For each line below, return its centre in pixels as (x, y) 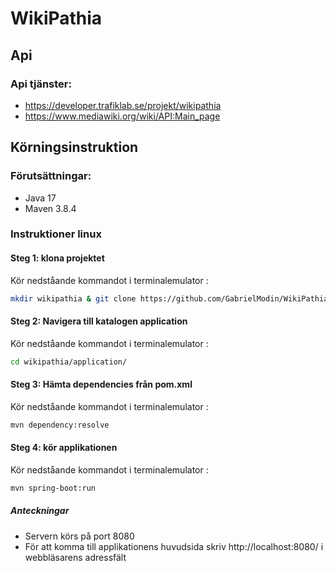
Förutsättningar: (51, 176)
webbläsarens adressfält (75, 557)
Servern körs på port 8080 (79, 536)
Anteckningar (40, 511)
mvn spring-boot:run (53, 488)
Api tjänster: (41, 84)
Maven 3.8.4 (50, 208)
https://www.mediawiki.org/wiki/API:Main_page (122, 116)
